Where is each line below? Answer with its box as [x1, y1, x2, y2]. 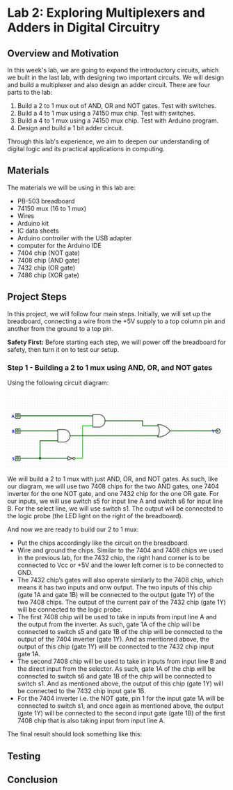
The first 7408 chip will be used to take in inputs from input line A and [17, 613, 217, 621]
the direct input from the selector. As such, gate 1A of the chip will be [17, 665, 216, 673]
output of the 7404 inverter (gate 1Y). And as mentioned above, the [17, 635, 210, 644]
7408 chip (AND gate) [17, 256, 80, 264]
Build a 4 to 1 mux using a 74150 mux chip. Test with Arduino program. [17, 116, 219, 125]
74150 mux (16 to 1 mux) [17, 204, 87, 212]
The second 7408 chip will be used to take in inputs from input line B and [17, 657, 227, 666]
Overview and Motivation [7, 47, 120, 59]
